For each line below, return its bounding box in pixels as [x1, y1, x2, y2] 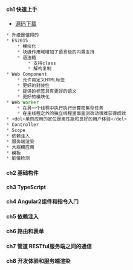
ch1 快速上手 [6, 5, 37, 13]
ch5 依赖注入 [6, 213, 39, 220]
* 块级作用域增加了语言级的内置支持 [17, 49, 95, 55]
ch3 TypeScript [6, 183, 47, 190]
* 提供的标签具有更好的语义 [17, 88, 77, 94]
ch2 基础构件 [6, 169, 39, 176]
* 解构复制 [28, 66, 52, 72]
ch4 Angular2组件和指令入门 [6, 198, 79, 205]
